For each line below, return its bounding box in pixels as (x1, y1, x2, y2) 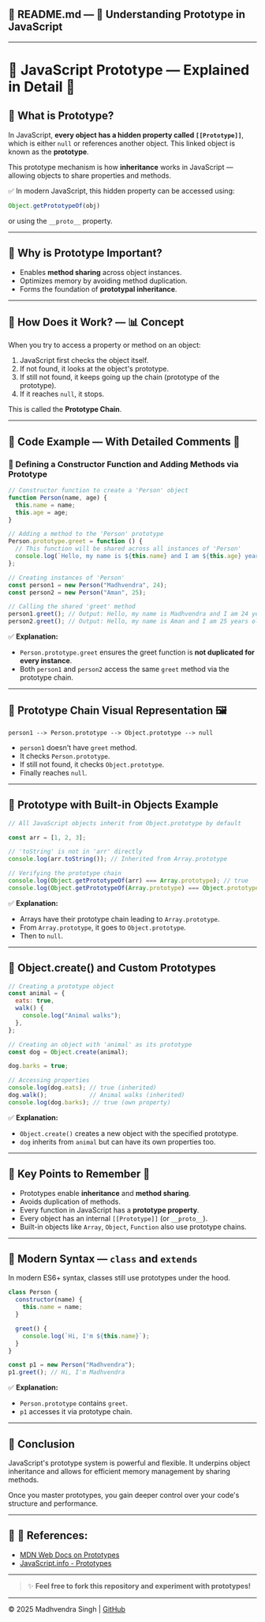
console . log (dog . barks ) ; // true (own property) (8, 1098, 171, 1107)
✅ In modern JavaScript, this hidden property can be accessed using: (8, 186, 235, 195)
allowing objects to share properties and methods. (8, 171, 172, 180)
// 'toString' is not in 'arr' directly (8, 847, 144, 856)
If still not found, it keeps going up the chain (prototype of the (19, 372, 220, 382)
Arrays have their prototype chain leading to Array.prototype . (19, 914, 220, 923)
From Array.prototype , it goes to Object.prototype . (19, 922, 187, 932)
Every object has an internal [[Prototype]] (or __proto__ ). (19, 1213, 208, 1223)
